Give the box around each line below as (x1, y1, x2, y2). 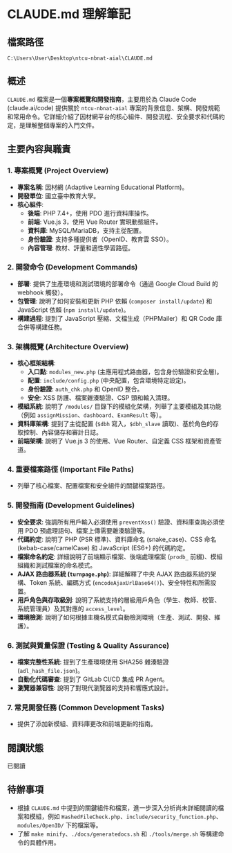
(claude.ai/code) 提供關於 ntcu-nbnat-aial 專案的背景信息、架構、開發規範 (7, 103, 220, 112)
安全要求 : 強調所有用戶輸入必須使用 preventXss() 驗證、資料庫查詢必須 (17, 518, 219, 526)
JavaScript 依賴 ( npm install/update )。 (17, 306, 130, 314)
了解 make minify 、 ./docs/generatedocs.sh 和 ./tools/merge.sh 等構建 (17, 829, 219, 838)
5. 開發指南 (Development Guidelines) (7, 500, 135, 510)
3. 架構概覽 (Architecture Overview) (7, 342, 129, 351)
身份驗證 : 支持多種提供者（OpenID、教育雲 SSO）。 (27, 235, 173, 243)
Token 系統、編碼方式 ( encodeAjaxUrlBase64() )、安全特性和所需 (29, 578, 211, 586)
